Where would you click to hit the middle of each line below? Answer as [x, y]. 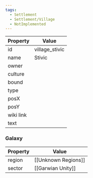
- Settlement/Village [32, 19]
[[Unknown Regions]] [60, 160]
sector [15, 168]
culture [16, 74]
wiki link [17, 115]
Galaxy [14, 138]
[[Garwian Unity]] [55, 168]
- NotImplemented [28, 24]
